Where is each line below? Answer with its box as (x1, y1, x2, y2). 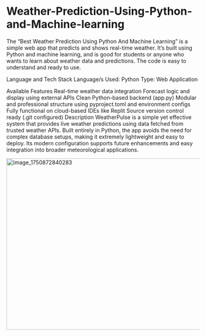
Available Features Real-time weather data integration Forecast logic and (6, 87, 190, 94)
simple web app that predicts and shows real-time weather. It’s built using (6, 44, 193, 52)
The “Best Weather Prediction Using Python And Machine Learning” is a (6, 37, 188, 45)
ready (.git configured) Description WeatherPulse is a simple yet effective (6, 113, 192, 121)
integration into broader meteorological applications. (6, 146, 139, 153)
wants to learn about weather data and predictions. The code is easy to (6, 57, 187, 64)
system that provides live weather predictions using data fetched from (6, 120, 184, 127)
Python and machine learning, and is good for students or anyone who (6, 50, 185, 58)
